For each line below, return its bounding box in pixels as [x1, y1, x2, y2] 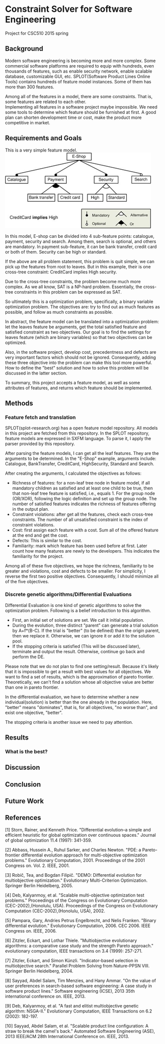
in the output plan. [12, 506, 50, 512]
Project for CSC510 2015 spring [5, 30, 69, 36]
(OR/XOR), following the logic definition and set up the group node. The [12, 496, 157, 502]
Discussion [5, 763, 40, 772]
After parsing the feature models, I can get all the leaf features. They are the [5, 450, 159, 456]
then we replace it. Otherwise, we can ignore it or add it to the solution [12, 633, 155, 638]
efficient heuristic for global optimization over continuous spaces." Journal [5, 832, 156, 838]
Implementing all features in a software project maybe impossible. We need [5, 104, 158, 110]
